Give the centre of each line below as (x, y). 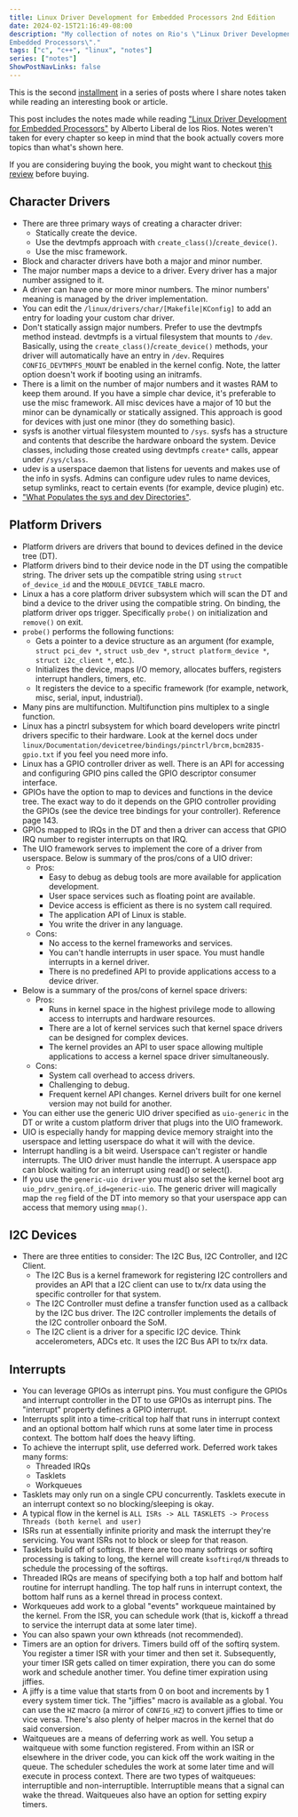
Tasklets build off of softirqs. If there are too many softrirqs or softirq (147, 1550)
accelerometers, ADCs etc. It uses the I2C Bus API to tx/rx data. (152, 1342)
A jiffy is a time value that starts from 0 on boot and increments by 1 (145, 1691)
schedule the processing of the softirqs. (95, 1568)
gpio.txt (38, 755)
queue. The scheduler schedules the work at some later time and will (148, 1767)
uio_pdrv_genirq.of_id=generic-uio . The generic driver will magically (149, 1188)
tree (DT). (39, 555)
